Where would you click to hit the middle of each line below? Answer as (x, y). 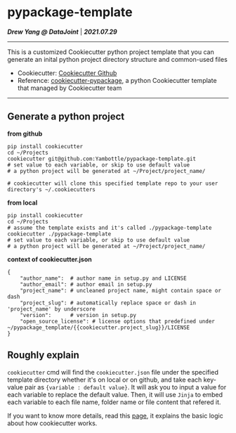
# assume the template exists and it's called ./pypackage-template (110, 228)
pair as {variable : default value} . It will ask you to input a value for (125, 387)
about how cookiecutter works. (52, 423)
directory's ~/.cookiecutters (52, 189)
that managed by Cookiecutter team (70, 88)
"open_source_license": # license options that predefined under (118, 321)
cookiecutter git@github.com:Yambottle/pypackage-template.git (102, 159)
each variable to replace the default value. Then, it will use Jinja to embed (115, 394)
